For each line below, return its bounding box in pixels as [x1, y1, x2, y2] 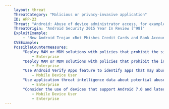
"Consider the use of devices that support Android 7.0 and [23, 86, 152, 92]
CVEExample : [14, 40, 39, 45]
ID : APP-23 [14, 17, 37, 22]
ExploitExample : [14, 31, 48, 36]
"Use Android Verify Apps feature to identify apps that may [23, 68, 154, 73]
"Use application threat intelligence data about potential [23, 77, 152, 82]
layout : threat [14, 7, 46, 13]
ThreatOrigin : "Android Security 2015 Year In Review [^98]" [14, 26, 145, 31]
